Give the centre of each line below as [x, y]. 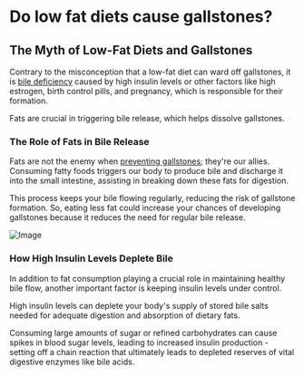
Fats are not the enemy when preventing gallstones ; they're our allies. [140, 161]
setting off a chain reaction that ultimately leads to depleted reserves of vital [152, 352]
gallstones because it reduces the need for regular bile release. [127, 217]
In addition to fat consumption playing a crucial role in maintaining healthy [147, 278]
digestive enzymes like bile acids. [72, 362]
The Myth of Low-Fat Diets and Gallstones [131, 50]
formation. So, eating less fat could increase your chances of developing [145, 208]
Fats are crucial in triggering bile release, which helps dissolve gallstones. [147, 118]
